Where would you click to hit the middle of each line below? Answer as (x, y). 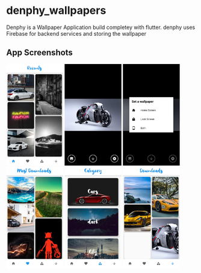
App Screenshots (40, 53)
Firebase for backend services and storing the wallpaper (76, 33)
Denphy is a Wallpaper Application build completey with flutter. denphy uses (101, 27)
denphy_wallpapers (56, 11)
